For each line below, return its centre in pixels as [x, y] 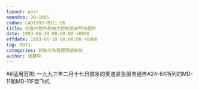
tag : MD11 [19, 45]
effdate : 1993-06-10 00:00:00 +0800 [52, 39]
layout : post [22, 12]
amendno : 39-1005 [28, 17]
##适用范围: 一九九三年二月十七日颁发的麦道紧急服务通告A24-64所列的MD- [100, 74]
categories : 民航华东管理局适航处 [45, 51]
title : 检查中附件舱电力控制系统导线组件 [52, 28]
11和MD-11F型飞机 [28, 81]
